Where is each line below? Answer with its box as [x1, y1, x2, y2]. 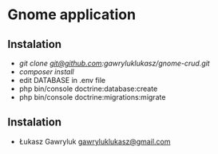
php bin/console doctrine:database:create [18, 84, 158, 93]
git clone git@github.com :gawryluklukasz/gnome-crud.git [18, 58, 210, 68]
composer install [18, 67, 74, 77]
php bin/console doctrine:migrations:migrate [18, 93, 166, 101]
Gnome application [7, 6, 137, 24]
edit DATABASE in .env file [18, 76, 105, 85]
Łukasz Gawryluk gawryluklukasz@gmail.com [18, 136, 171, 146]
